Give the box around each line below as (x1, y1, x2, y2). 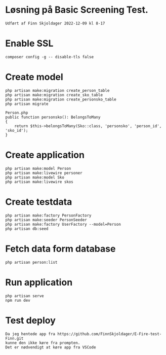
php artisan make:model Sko (5, 174, 65, 180)
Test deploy (5, 314, 56, 326)
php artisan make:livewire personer (5, 170, 82, 175)
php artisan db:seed (5, 226, 49, 231)
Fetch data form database (5, 243, 116, 255)
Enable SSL (5, 38, 54, 49)
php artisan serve (5, 293, 44, 298)
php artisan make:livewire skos (5, 179, 73, 184)
